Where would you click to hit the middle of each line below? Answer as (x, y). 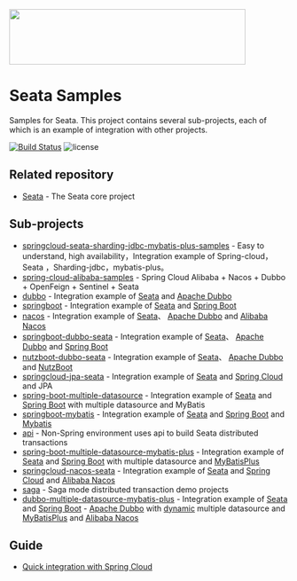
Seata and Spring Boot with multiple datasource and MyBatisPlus (141, 461)
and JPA (37, 386)
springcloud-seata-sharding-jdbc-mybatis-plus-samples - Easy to (143, 245)
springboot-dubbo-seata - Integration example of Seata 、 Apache (143, 336)
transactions (45, 442)
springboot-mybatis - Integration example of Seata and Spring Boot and (153, 414)
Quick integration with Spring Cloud (87, 567)
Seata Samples (66, 96)
